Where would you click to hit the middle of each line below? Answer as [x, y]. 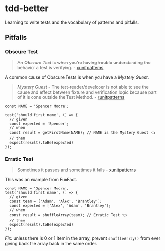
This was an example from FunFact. [41, 179]
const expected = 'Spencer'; [39, 124]
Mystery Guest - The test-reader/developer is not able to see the [83, 87]
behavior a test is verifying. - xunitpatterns [60, 67]
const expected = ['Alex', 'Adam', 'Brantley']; [60, 205]
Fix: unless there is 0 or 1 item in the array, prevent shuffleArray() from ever [83, 238]
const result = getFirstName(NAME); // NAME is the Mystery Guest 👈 [82, 133]
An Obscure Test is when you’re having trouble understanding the [84, 63]
